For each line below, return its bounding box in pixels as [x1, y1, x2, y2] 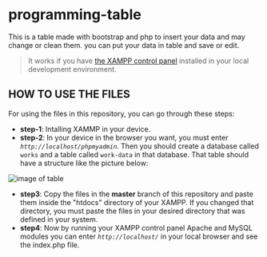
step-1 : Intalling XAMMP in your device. [19, 124, 151, 133]
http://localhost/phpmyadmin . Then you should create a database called [19, 141, 260, 151]
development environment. [27, 64, 118, 73]
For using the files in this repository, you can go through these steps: [8, 109, 235, 118]
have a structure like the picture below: [19, 158, 149, 168]
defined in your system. [19, 214, 98, 224]
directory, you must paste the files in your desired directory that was [19, 206, 245, 215]
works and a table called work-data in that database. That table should [19, 149, 249, 159]
